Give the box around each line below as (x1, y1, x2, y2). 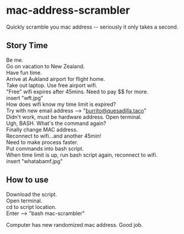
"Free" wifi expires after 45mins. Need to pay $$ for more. (6, 88, 148, 95)
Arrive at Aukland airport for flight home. (6, 75, 106, 82)
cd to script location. (6, 203, 57, 210)
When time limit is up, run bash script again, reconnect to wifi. (6, 151, 158, 158)
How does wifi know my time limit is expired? (6, 101, 116, 108)
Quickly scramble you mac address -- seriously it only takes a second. (6, 23, 179, 30)
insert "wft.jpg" (6, 94, 43, 101)
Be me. (6, 56, 24, 63)
